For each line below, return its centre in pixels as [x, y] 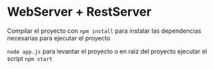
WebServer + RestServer [79, 12]
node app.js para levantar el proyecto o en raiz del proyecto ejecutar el [107, 51]
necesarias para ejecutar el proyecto [59, 38]
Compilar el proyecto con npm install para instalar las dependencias [104, 31]
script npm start [30, 58]
